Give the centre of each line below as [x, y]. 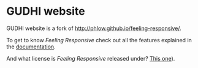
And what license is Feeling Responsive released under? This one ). [91, 58]
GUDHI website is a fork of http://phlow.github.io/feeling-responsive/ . [94, 28]
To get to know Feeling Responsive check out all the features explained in [99, 40]
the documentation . [31, 47]
